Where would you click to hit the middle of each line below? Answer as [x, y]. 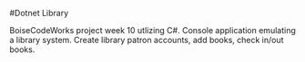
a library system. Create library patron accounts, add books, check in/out [147, 40]
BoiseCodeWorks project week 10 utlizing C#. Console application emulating [152, 30]
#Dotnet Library [39, 13]
